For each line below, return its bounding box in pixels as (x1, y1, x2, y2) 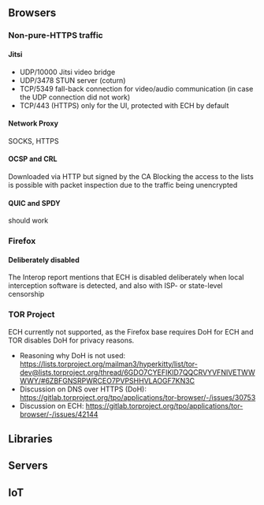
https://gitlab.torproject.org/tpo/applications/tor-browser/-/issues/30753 (19, 392, 256, 402)
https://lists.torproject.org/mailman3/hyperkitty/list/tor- (19, 359, 199, 368)
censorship (8, 290, 45, 299)
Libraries (8, 432, 53, 445)
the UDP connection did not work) (19, 92, 131, 102)
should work (8, 216, 49, 226)
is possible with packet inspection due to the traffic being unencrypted (8, 180, 238, 189)
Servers (8, 459, 49, 473)
